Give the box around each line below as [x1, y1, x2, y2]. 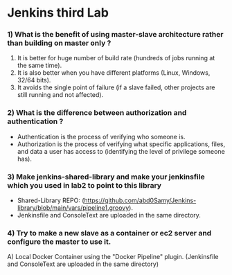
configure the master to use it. [7, 237, 111, 247]
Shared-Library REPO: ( [17, 196, 84, 205]
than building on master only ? [7, 38, 111, 48]
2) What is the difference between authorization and [7, 108, 187, 118]
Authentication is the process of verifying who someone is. [17, 132, 186, 141]
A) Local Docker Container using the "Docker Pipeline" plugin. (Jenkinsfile [7, 253, 219, 261]
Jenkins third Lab [7, 5, 109, 21]
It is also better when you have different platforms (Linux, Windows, [17, 69, 211, 77]
